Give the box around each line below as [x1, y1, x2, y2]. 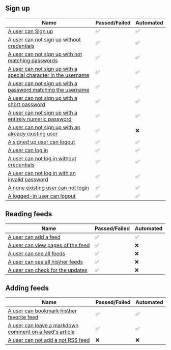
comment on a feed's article [8, 328, 75, 335]
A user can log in [8, 147, 48, 154]
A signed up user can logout [8, 138, 75, 145]
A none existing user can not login [8, 184, 89, 191]
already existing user [8, 130, 58, 137]
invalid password [8, 176, 48, 183]
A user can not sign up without [8, 36, 81, 43]
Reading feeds [5, 210, 52, 218]
